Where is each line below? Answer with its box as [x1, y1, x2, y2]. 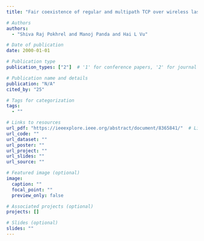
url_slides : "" [6, 153, 45, 159]
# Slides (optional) [6, 220, 59, 226]
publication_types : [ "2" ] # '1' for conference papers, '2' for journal [6, 64, 197, 70]
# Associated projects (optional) [6, 203, 94, 210]
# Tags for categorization [6, 97, 75, 104]
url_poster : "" [6, 142, 45, 148]
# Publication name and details [6, 75, 88, 81]
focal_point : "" [12, 187, 53, 193]
